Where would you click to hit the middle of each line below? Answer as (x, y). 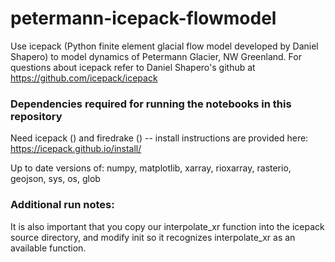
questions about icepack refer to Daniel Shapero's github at (133, 67)
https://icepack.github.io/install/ (76, 149)
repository (36, 116)
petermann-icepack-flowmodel (143, 18)
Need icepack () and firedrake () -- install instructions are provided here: (159, 138)
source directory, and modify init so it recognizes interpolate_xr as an (153, 237)
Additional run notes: (62, 205)
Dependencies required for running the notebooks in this (151, 104)
